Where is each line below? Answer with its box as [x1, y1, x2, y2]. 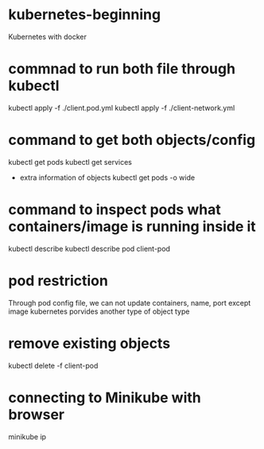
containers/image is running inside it [8, 217, 256, 236]
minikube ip [8, 431, 46, 441]
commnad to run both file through [8, 60, 236, 78]
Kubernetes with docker [8, 32, 87, 41]
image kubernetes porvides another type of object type [8, 306, 190, 316]
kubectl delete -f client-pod [8, 361, 99, 370]
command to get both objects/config [8, 131, 256, 149]
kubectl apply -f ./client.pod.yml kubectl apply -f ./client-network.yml [8, 103, 235, 112]
